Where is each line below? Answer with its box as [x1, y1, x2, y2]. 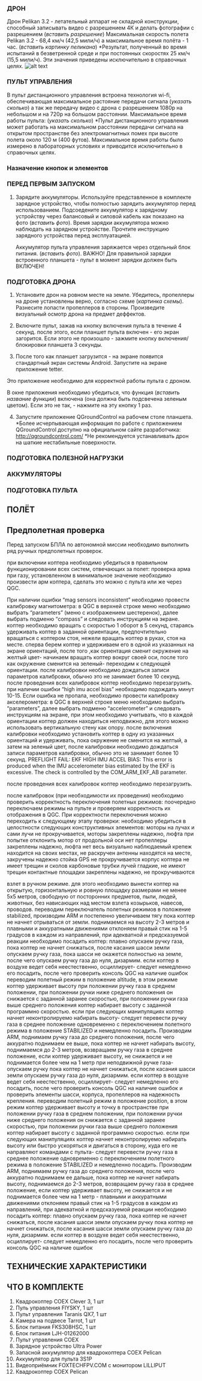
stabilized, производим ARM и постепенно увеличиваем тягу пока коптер [7, 912, 195, 919]
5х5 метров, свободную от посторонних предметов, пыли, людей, [7, 893, 177, 900]
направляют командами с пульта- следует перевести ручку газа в [7, 1148, 178, 1156]
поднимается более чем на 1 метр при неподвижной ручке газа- [7, 1059, 174, 1066]
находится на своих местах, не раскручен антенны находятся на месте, [7, 849, 192, 857]
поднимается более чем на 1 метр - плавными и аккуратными [7, 1193, 167, 1200]
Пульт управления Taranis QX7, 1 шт [15, 1311, 107, 1318]
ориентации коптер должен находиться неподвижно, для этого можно [7, 718, 189, 725]
